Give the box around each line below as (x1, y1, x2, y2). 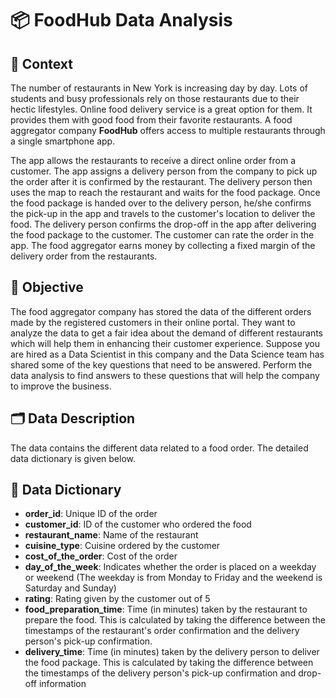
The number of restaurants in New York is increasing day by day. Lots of (10, 82, 309, 94)
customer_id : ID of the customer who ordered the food (24, 518, 252, 531)
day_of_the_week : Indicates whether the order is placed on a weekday (24, 561, 317, 573)
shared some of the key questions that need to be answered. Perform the (10, 358, 313, 371)
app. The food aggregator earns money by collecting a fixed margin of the (10, 240, 316, 251)
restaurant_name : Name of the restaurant (24, 529, 199, 541)
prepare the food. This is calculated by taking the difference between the (24, 614, 326, 626)
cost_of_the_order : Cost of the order (24, 550, 178, 562)
